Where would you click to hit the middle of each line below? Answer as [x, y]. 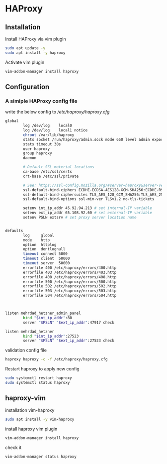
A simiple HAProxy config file [42, 101]
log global [39, 235]
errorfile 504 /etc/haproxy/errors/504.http [70, 296]
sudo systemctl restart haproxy [39, 378]
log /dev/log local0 [47, 126]
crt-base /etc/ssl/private [51, 176]
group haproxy [38, 153]
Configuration [27, 87]
